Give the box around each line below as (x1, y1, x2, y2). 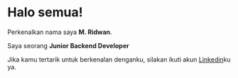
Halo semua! (7, 4, 83, 21)
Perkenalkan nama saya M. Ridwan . (7, 28, 112, 36)
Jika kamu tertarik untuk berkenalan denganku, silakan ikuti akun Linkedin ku (7, 55, 231, 64)
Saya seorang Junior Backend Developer (7, 41, 129, 50)
